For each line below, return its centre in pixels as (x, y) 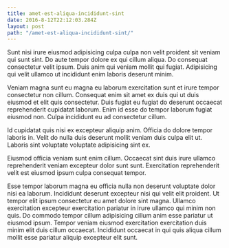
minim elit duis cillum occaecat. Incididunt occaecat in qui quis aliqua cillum (114, 230)
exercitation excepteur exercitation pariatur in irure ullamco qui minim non (111, 208)
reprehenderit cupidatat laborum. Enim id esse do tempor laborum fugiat (110, 110)
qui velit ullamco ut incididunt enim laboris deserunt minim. (90, 74)
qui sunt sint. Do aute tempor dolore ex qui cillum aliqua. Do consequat (107, 60)
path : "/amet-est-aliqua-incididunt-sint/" (70, 33)
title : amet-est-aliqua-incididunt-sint (66, 13)
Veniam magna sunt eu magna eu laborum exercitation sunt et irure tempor (113, 87)
